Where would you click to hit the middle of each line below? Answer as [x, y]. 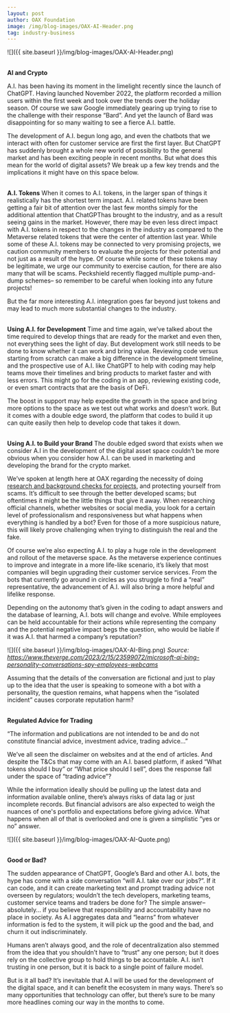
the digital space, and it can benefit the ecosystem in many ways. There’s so [115, 988]
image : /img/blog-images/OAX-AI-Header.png [70, 26]
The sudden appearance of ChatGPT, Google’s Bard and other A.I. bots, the [114, 873]
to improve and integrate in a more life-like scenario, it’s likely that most [108, 565]
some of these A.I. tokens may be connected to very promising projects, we [114, 244]
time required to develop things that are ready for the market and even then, [114, 337]
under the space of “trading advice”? [59, 777]
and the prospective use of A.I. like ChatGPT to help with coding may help [112, 366]
